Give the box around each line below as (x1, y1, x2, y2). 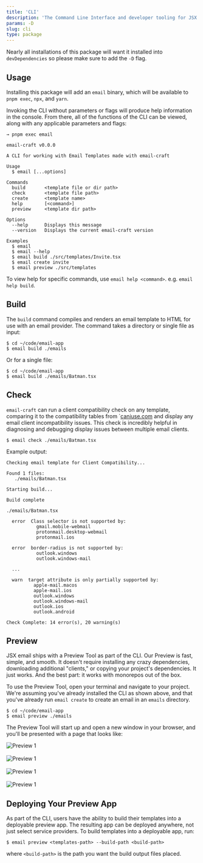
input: (6, 328, 21, 335)
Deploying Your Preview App (6, 798, 117, 809)
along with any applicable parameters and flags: (6, 119, 127, 127)
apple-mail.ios (33, 587, 72, 593)
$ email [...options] (12, 169, 67, 175)
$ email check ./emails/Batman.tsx (6, 437, 97, 443)
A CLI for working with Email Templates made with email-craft (6, 153, 170, 159)
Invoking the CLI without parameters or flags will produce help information (6, 107, 193, 114)
